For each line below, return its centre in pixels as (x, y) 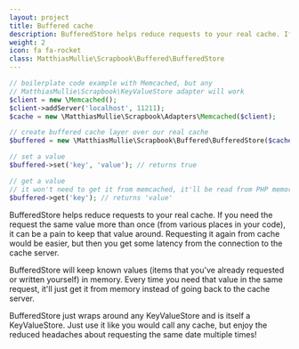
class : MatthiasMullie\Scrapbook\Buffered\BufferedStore (117, 59)
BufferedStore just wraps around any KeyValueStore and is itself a (130, 315)
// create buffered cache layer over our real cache (109, 133)
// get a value (37, 181)
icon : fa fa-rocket (45, 51)
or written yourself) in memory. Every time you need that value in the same (146, 279)
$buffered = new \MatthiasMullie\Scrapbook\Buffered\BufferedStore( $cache (151, 141)
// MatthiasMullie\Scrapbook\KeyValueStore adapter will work (127, 91)
